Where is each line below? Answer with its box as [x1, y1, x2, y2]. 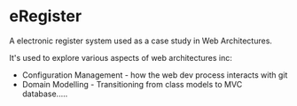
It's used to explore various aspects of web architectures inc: [9, 52, 233, 63]
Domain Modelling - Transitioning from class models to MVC [21, 79, 243, 89]
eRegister [9, 6, 82, 26]
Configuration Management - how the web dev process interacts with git [21, 69, 288, 80]
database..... [21, 88, 68, 99]
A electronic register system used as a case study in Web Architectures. [9, 35, 273, 46]
